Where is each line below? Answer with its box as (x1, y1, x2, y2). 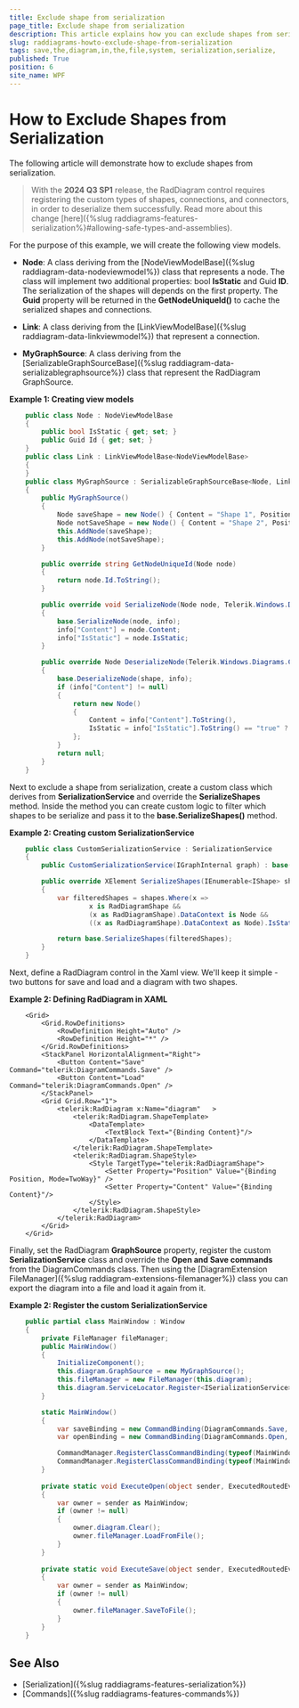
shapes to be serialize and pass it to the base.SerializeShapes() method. (9, 809, 278, 820)
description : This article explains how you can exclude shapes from (9, 29, 273, 38)
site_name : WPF (9, 71, 66, 80)
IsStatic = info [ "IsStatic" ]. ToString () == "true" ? (88, 724, 289, 733)
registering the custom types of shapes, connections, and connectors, (30, 193, 289, 205)
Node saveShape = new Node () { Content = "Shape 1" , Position (56, 510, 293, 519)
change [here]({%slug (30, 213, 113, 224)
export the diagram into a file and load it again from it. (9, 1283, 206, 1294)
